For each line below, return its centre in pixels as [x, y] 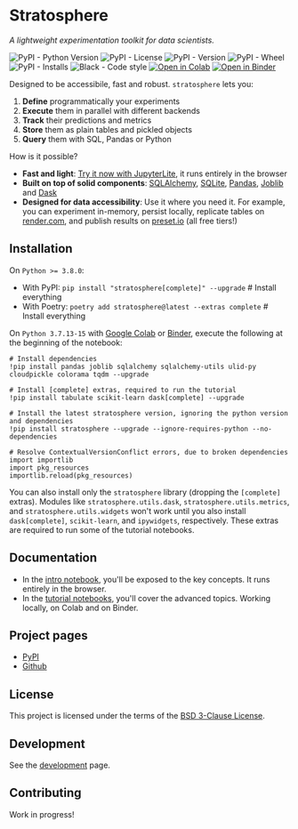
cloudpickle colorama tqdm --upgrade [79, 374]
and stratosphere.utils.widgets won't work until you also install [128, 511]
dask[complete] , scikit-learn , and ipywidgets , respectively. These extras [144, 520]
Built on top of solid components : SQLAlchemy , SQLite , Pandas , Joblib [153, 182]
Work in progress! [42, 814]
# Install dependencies [53, 358]
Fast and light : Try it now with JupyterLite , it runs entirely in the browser [154, 173]
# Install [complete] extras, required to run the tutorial [123, 390]
